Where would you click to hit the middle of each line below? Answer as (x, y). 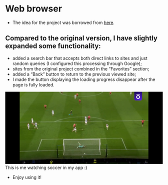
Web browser (34, 9)
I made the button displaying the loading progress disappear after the (84, 79)
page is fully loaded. (33, 84)
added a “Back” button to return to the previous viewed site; (74, 74)
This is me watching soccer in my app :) (46, 167)
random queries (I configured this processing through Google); (77, 63)
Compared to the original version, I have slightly (81, 38)
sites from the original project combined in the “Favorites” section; (81, 68)
